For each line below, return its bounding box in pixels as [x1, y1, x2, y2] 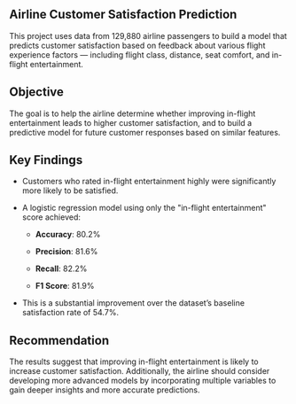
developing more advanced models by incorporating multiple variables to [9, 376, 277, 386]
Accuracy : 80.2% [35, 229, 101, 240]
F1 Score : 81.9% [35, 281, 95, 291]
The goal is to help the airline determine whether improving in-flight [9, 108, 256, 119]
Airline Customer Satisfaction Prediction [9, 7, 238, 22]
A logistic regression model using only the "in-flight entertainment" [21, 203, 268, 214]
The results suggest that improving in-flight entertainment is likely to [9, 356, 259, 367]
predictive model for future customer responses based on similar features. [9, 127, 281, 137]
